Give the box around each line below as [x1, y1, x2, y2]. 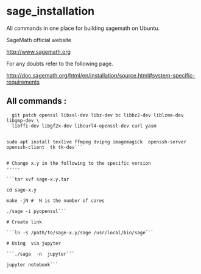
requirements [6, 78, 40, 85]
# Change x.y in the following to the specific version [6, 160, 151, 166]
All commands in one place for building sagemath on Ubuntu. [6, 24, 160, 32]
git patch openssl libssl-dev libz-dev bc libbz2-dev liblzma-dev [12, 112, 184, 118]
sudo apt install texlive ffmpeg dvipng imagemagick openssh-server [6, 139, 187, 145]
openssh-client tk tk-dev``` [6, 144, 83, 150]
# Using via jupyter [6, 240, 62, 247]
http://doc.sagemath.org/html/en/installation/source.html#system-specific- [6, 71, 196, 79]
